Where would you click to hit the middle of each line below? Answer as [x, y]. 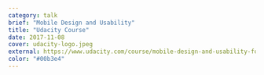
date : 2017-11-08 [37, 37]
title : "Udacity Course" [49, 30]
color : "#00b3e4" [37, 59]
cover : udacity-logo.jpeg [50, 45]
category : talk [33, 15]
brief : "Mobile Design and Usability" [71, 23]
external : [24, 52]
